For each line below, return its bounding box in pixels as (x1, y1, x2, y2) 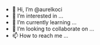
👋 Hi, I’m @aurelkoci (12, 6, 62, 13)
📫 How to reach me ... (12, 32, 68, 39)
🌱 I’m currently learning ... (12, 19, 77, 26)
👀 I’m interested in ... (12, 12, 64, 19)
